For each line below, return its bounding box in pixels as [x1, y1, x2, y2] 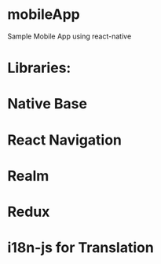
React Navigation [7, 131, 123, 148]
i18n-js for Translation [7, 239, 154, 257]
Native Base [7, 95, 88, 113]
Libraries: [7, 59, 71, 77]
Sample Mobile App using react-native [7, 31, 132, 41]
